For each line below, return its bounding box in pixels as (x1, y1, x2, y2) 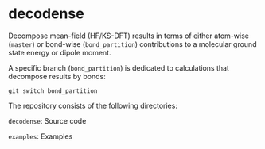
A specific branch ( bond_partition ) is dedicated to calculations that (8, 63, 229, 72)
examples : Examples (8, 132, 73, 141)
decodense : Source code (8, 116, 87, 125)
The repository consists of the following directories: (8, 101, 177, 110)
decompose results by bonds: (8, 71, 106, 81)
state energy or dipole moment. (8, 48, 111, 57)
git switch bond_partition (8, 86, 98, 95)
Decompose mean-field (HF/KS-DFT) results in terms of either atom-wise (8, 31, 249, 40)
